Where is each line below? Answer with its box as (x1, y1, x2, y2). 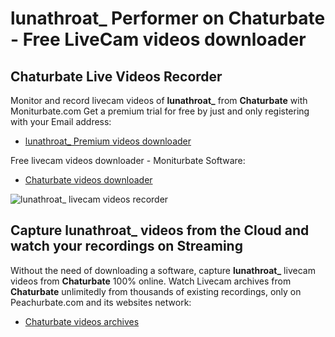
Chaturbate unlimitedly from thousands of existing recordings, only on (10, 285, 302, 297)
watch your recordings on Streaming (10, 238, 243, 255)
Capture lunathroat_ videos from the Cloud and (10, 222, 310, 239)
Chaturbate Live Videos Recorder (10, 68, 223, 85)
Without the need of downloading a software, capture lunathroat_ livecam (10, 264, 316, 276)
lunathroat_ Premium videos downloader (24, 135, 192, 147)
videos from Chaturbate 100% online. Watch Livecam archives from (10, 275, 292, 287)
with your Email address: (10, 116, 112, 127)
